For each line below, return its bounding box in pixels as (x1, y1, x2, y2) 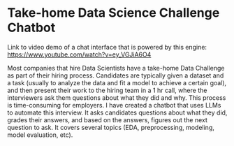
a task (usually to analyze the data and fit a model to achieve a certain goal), (7, 78, 227, 87)
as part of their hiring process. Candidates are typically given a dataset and (7, 71, 224, 80)
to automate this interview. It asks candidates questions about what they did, (7, 108, 228, 117)
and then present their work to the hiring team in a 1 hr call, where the (7, 86, 207, 94)
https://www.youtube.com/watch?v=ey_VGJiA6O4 (7, 50, 152, 59)
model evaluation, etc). (7, 131, 73, 139)
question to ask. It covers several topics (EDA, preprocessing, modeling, (7, 123, 215, 131)
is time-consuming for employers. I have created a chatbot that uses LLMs (7, 101, 221, 109)
